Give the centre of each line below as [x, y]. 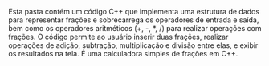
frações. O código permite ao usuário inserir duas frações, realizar [118, 37]
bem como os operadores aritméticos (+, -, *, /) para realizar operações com [135, 28]
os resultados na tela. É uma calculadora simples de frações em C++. [123, 54]
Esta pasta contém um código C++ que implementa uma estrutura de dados [134, 12]
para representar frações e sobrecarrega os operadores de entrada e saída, [134, 20]
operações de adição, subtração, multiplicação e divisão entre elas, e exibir [133, 45]
